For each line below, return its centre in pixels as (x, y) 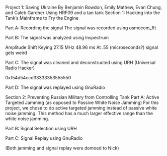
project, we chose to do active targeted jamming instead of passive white (81, 108)
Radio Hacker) (20, 68)
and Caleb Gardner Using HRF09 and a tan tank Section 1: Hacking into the (83, 13)
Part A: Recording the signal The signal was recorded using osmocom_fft (81, 28)
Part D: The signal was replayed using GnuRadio (55, 87)
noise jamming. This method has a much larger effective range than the (79, 113)
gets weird (16, 53)
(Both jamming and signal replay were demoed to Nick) (62, 148)
